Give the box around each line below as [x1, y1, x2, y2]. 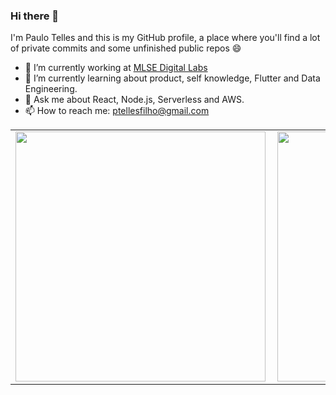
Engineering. [24, 83, 78, 95]
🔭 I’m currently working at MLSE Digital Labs [24, 62, 208, 74]
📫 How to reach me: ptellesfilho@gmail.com [24, 105, 210, 117]
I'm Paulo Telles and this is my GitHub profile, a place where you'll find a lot [10, 32, 321, 44]
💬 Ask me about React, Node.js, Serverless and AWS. [24, 94, 245, 106]
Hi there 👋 [10, 9, 60, 23]
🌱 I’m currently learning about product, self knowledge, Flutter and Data [24, 72, 321, 84]
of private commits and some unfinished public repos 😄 [10, 42, 242, 54]
